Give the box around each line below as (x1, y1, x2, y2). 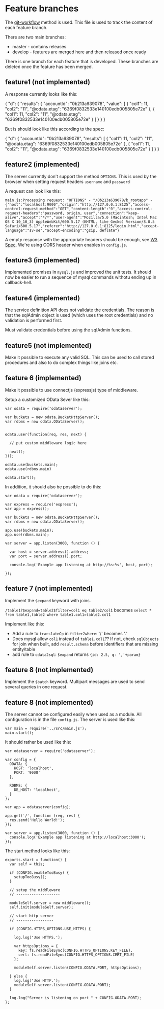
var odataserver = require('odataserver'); (5, 749, 96, 754)
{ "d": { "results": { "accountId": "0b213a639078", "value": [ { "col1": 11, (5, 101, 149, 107)
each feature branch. (5, 24, 48, 30)
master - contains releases (12, 43, 67, 49)
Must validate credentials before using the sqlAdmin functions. (5, 327, 132, 333)
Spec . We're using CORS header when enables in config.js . (5, 242, 128, 248)
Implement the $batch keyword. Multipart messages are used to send (5, 679, 145, 685)
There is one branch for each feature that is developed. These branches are (5, 58, 159, 64)
